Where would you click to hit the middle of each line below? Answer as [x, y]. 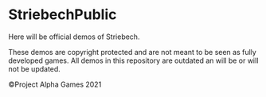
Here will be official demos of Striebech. [74, 37]
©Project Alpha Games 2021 [55, 84]
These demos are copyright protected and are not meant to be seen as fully [132, 52]
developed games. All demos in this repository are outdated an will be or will [133, 60]
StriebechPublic [63, 15]
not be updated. [35, 68]
